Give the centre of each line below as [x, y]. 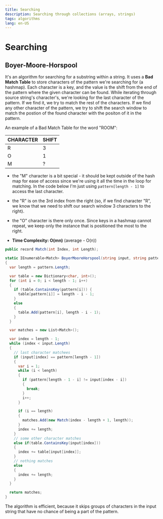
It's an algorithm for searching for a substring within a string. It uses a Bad [79, 77]
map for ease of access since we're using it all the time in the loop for [81, 181]
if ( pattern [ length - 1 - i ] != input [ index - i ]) [75, 380]
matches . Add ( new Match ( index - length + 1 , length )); [78, 420]
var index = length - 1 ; [34, 339]
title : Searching [23, 10]
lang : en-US [17, 23]
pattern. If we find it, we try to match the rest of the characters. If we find [78, 103]
